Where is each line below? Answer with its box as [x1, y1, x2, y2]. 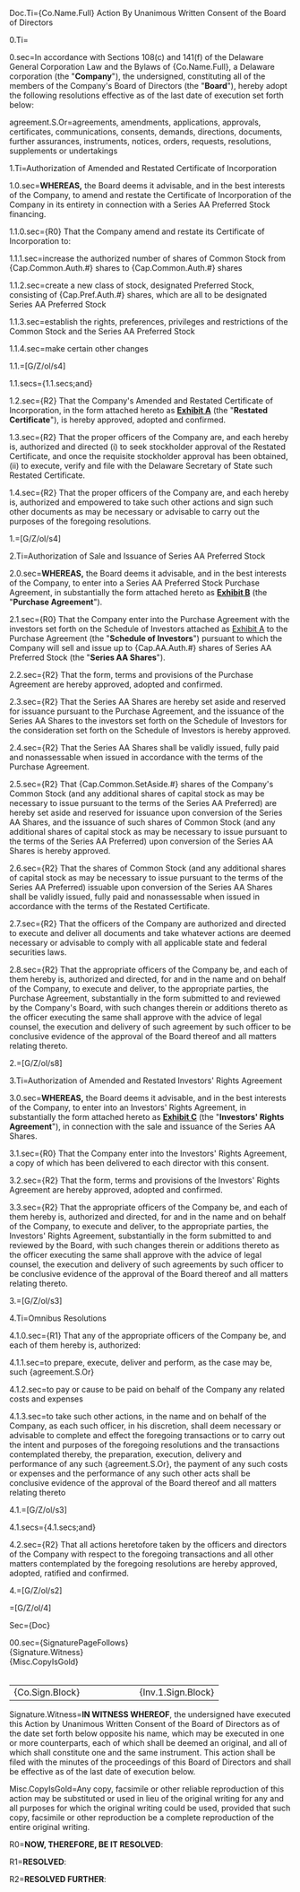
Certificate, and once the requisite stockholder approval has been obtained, [9, 451, 288, 461]
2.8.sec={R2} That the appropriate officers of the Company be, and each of [9, 964, 288, 975]
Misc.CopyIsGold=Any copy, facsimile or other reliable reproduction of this [9, 1784, 285, 1794]
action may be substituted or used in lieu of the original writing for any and [9, 1793, 285, 1803]
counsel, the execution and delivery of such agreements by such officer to [9, 1259, 284, 1270]
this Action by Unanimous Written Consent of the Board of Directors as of [9, 1719, 280, 1729]
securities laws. [9, 947, 67, 958]
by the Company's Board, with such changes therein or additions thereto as [9, 1002, 288, 1012]
